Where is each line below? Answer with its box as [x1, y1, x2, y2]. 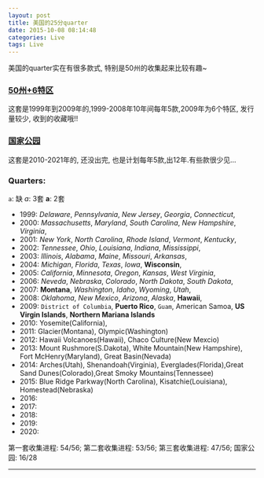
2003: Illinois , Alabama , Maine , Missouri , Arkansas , [19, 252, 187, 261]
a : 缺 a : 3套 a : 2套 [8, 194, 65, 204]
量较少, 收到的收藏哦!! [8, 114, 79, 123]
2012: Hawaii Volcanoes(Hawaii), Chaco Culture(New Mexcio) [19, 335, 220, 344]
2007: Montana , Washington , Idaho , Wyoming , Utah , [19, 285, 192, 295]
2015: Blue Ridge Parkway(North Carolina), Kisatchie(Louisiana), [19, 377, 228, 386]
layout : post [8, 11, 51, 20]
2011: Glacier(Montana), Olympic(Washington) [19, 327, 169, 336]
